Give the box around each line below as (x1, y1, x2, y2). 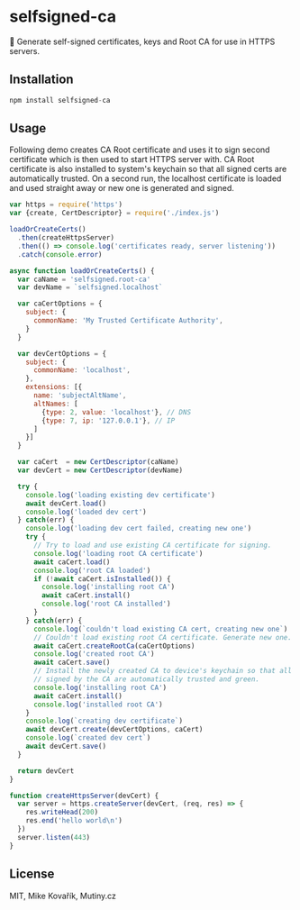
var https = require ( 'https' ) (9, 200, 123, 209)
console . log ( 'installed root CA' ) (32, 700, 164, 709)
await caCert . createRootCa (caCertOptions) (32, 642, 195, 651)
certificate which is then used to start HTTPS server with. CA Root (9, 154, 255, 165)
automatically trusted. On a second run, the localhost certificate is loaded (9, 173, 282, 184)
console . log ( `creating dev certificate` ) (25, 716, 183, 726)
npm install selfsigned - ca (9, 96, 111, 105)
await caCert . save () (32, 658, 111, 668)
